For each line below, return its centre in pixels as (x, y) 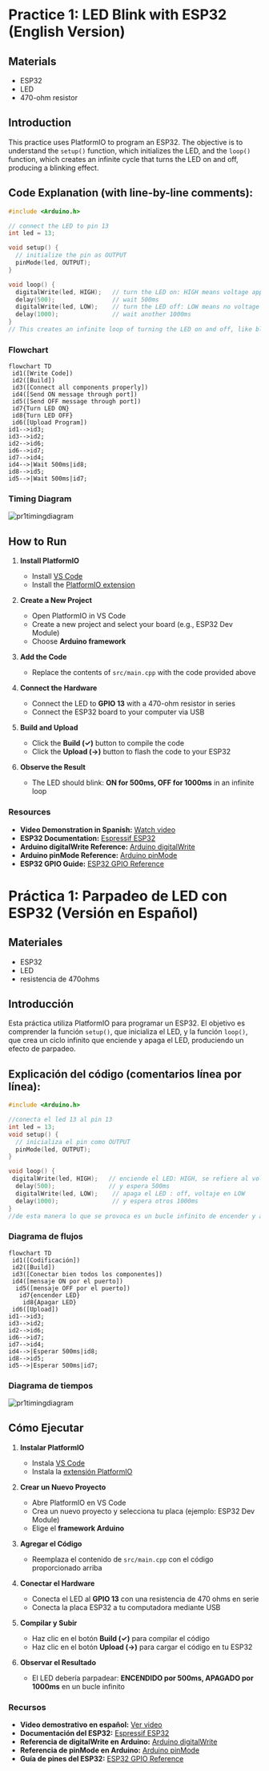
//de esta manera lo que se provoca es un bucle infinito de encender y (132, 1216)
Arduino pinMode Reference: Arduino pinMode (98, 855)
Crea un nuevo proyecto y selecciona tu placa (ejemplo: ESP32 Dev (143, 1511)
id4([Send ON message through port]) (74, 394)
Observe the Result (52, 767)
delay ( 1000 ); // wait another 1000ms (104, 314)
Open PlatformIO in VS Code (79, 616)
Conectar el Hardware (57, 1583)
